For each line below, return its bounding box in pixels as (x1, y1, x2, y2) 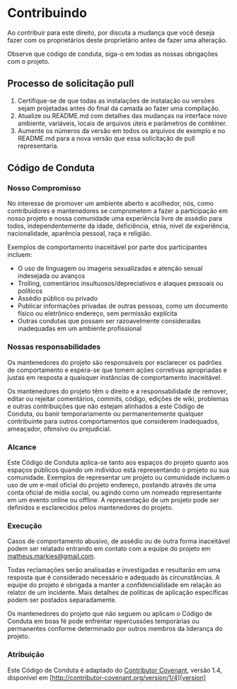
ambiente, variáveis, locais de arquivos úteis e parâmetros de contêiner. (17, 119, 228, 127)
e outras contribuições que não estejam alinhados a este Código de (7, 402, 204, 410)
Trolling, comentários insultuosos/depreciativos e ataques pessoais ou (17, 279, 224, 288)
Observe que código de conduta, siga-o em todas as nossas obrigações (7, 50, 218, 58)
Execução (7, 521, 42, 531)
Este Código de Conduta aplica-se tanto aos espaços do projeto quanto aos (7, 458, 229, 467)
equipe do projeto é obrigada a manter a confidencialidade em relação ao (7, 581, 221, 589)
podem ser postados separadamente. (7, 596, 117, 604)
